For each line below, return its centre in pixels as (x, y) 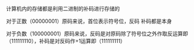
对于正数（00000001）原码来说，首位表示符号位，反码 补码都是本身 (89, 21)
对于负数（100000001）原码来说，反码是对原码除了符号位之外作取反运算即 (97, 34)
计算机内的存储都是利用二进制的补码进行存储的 (63, 9)
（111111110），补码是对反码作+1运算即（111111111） (66, 41)
